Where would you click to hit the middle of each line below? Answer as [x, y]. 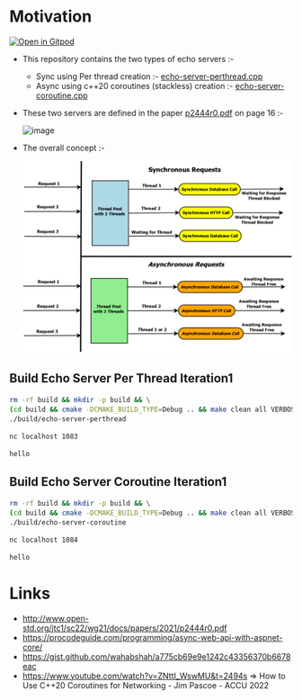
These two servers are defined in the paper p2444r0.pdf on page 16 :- [153, 112]
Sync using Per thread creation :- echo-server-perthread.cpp [149, 76]
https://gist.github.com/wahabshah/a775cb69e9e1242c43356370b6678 [156, 656]
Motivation [51, 17]
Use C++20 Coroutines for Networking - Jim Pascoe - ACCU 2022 [146, 685]
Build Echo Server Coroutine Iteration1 [118, 482]
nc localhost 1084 [44, 540]
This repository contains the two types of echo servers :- [128, 58]
